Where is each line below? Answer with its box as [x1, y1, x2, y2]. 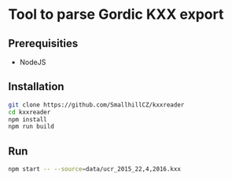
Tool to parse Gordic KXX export [8, 5, 224, 24]
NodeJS [19, 57, 46, 67]
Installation [8, 80, 64, 93]
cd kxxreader [8, 108, 51, 116]
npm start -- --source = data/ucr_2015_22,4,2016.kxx [8, 165, 181, 173]
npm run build [8, 123, 55, 131]
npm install [8, 115, 47, 123]
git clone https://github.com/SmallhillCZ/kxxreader [8, 100, 185, 109]
